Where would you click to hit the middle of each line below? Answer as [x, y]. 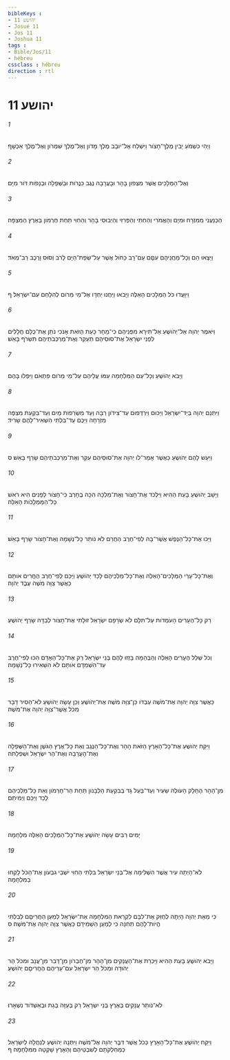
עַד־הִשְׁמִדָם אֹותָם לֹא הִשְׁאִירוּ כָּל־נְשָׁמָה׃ [57, 664]
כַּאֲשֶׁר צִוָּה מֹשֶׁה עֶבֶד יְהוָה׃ [40, 583]
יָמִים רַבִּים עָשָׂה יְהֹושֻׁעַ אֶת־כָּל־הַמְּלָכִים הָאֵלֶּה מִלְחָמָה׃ [74, 835]
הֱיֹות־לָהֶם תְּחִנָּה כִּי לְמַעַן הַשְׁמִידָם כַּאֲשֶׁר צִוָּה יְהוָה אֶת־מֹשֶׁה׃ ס [84, 924]
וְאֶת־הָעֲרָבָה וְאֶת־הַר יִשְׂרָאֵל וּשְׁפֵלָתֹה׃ [53, 753]
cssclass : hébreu [34, 65]
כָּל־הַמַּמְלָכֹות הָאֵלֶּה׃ [32, 501]
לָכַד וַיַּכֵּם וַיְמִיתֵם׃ [28, 798]
